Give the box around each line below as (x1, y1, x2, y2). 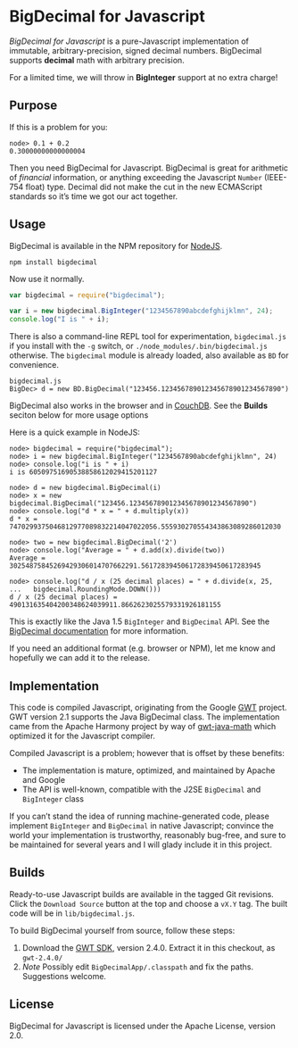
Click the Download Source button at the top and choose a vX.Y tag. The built (9, 898, 288, 909)
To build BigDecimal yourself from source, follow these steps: (9, 925, 236, 936)
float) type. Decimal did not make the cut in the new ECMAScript (25, 181, 263, 192)
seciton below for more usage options (9, 410, 149, 420)
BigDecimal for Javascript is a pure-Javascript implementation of (9, 36, 250, 46)
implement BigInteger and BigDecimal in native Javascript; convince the (9, 820, 275, 831)
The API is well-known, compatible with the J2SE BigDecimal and (21, 784, 261, 794)
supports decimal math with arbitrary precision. (9, 54, 185, 65)
